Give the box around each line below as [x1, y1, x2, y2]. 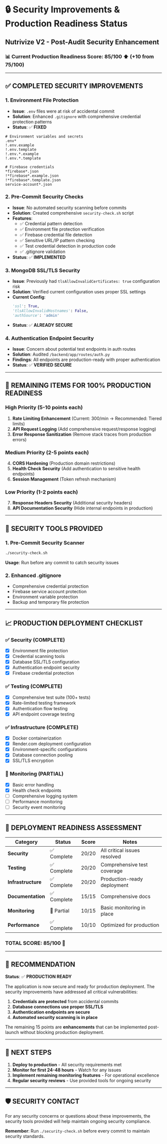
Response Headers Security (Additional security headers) [12, 500, 133, 506]
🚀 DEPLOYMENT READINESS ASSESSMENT [5, 824, 142, 832]
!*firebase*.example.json [5, 173, 59, 178]
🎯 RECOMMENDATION [5, 960, 76, 969]
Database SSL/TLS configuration [12, 659, 80, 665]
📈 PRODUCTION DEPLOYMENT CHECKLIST [5, 619, 143, 628]
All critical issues [100, 847, 140, 854]
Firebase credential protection [12, 670, 75, 676]
